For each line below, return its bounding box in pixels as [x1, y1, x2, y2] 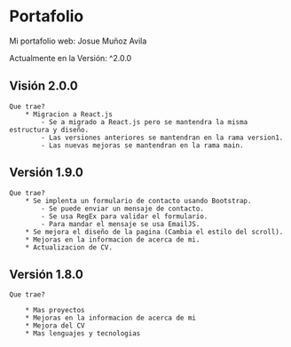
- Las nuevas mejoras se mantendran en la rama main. [41, 140, 244, 150]
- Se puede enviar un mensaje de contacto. [41, 204, 204, 213]
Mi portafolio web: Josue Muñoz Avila [9, 35, 147, 46]
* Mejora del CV [25, 321, 86, 330]
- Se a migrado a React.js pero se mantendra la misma [41, 117, 248, 126]
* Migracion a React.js [25, 109, 114, 119]
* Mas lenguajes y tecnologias [25, 329, 141, 338]
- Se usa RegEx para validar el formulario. [41, 211, 208, 221]
